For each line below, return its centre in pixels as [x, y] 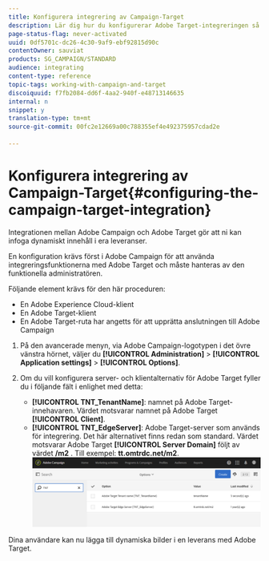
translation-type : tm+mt [50, 119]
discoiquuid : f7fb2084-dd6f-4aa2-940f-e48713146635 [96, 93]
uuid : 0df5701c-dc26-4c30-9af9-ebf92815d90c [84, 42]
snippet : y [26, 110]
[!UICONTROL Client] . [68, 419]
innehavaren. [53, 410]
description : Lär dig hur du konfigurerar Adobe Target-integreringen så [134, 25]
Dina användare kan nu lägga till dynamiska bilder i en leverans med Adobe [132, 540]
